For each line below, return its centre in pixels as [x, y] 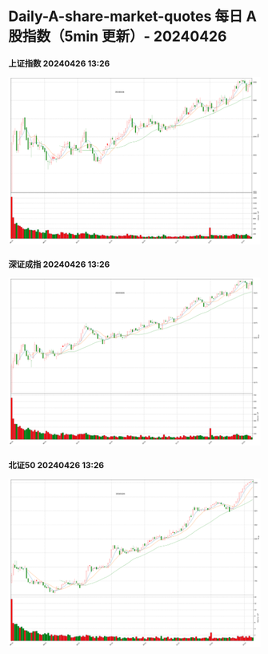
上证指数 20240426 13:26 [59, 63]
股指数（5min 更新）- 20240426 [118, 36]
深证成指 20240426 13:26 [59, 264]
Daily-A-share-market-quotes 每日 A [133, 16]
